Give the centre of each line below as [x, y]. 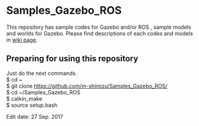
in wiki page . [22, 40]
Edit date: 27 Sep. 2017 [35, 116]
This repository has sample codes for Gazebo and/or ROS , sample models [99, 27]
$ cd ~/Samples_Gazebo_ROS [43, 92]
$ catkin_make [24, 98]
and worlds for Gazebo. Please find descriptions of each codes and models [100, 33]
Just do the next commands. [41, 73]
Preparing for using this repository [72, 58]
